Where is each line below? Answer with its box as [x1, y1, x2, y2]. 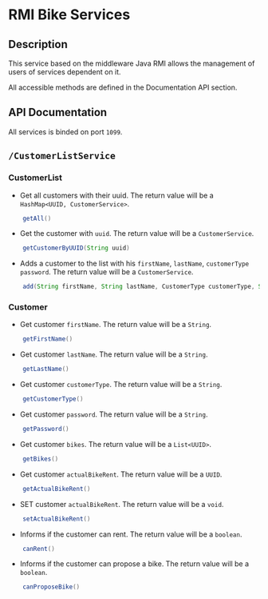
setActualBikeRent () [22, 514, 91, 523]
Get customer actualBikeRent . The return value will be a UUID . [19, 469, 223, 479]
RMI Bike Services [8, 6, 131, 24]
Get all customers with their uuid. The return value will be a [19, 190, 214, 200]
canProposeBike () [22, 583, 81, 591]
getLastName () [22, 365, 69, 373]
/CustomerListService [8, 150, 116, 162]
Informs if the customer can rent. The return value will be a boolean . [19, 529, 242, 539]
